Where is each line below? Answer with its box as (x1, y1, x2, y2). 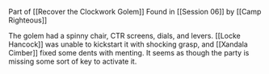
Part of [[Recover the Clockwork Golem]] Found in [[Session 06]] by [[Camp (8, 7, 262, 16)
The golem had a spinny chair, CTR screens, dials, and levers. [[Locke (8, 31, 241, 40)
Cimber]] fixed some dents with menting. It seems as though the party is (8, 48, 250, 57)
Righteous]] (8, 15, 48, 25)
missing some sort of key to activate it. (8, 56, 137, 66)
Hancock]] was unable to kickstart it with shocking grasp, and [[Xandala (8, 39, 248, 49)
